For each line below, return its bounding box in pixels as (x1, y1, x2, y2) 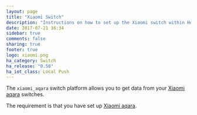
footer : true (6, 47, 38, 53)
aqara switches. (6, 91, 45, 98)
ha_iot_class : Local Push (6, 69, 69, 75)
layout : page (6, 8, 38, 15)
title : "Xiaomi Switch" (6, 14, 64, 20)
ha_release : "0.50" (6, 63, 54, 69)
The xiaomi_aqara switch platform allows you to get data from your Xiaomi (6, 84, 185, 92)
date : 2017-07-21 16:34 (6, 25, 64, 31)
